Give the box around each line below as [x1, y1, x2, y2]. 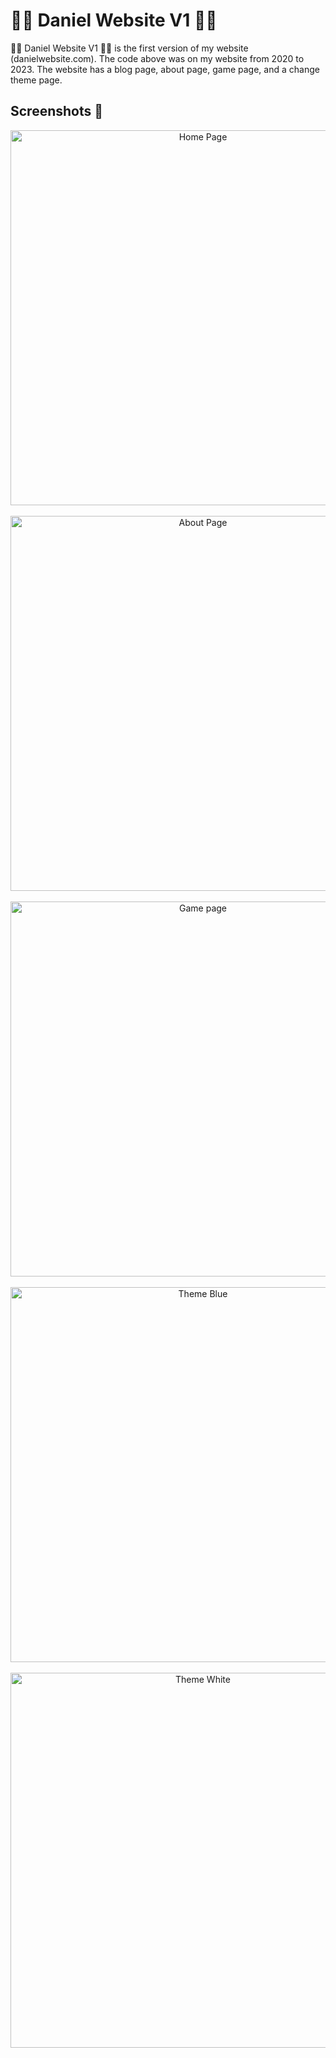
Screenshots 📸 [10, 103, 104, 120]
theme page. [10, 74, 63, 86]
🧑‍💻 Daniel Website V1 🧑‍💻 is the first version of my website [10, 42, 249, 54]
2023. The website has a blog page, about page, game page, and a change [10, 63, 320, 75]
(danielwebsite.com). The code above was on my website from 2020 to [10, 52, 305, 64]
